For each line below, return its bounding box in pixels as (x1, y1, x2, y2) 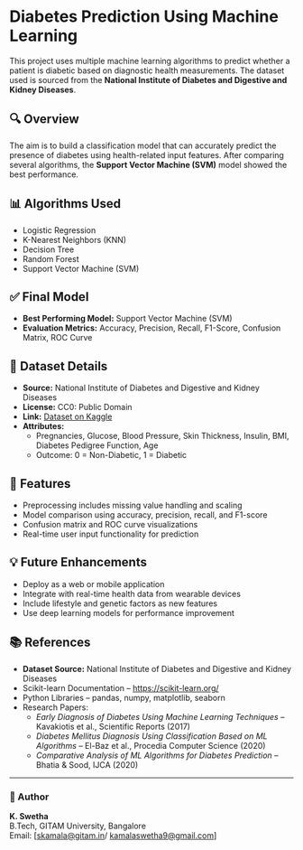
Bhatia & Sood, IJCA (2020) (35, 759, 139, 770)
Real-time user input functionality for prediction (22, 528, 199, 539)
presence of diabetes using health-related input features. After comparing (9, 149, 284, 160)
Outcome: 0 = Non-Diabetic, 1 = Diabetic (35, 450, 188, 461)
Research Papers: (22, 702, 88, 713)
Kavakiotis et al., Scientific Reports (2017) (35, 721, 191, 732)
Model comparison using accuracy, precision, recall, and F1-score (22, 509, 268, 520)
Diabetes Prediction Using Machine (9, 6, 280, 27)
